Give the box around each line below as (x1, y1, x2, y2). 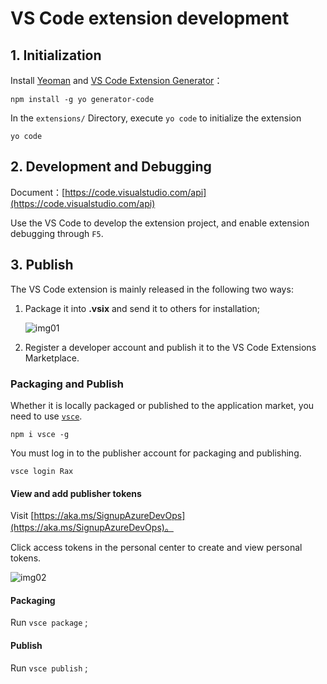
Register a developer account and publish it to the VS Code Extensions (24, 341, 317, 353)
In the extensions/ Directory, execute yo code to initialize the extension (10, 112, 302, 124)
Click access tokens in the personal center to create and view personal (10, 542, 303, 554)
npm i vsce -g (10, 429, 70, 439)
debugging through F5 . (10, 227, 104, 239)
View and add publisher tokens (10, 487, 142, 499)
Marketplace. (24, 352, 80, 364)
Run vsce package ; (10, 617, 88, 629)
